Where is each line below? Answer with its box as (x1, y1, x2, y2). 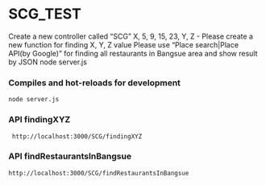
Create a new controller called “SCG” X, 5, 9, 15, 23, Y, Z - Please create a (8, 31, 254, 41)
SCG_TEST (8, 5, 82, 23)
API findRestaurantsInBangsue (8, 150, 131, 162)
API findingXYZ (8, 114, 71, 125)
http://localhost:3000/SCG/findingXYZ (11, 132, 143, 141)
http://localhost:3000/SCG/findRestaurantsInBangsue (8, 169, 189, 177)
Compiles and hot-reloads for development (8, 77, 181, 88)
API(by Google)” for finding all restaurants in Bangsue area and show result (8, 48, 258, 58)
